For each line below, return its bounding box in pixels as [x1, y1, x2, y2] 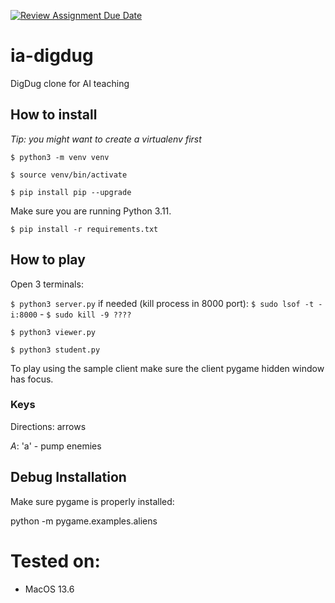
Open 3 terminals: [10, 278, 84, 290]
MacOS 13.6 [24, 583, 75, 595]
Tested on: [10, 550, 101, 572]
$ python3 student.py [10, 345, 101, 355]
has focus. [10, 373, 54, 385]
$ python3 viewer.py [10, 327, 97, 337]
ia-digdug [10, 45, 94, 67]
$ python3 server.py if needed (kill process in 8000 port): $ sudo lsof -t [10, 297, 315, 309]
